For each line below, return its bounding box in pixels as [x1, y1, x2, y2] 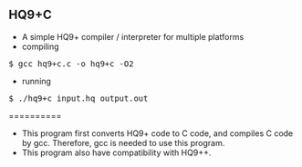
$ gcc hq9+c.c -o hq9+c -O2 [8, 58, 134, 69]
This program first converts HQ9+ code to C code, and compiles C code [21, 127, 294, 139]
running [21, 75, 52, 86]
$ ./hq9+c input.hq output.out [8, 93, 149, 103]
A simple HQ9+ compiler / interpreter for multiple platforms [21, 31, 245, 42]
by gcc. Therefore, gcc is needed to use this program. [21, 137, 225, 148]
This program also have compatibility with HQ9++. [21, 147, 212, 158]
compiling [21, 41, 60, 52]
